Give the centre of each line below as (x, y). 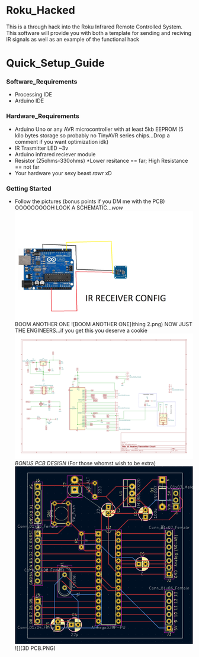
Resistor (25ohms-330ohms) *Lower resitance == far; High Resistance (101, 160)
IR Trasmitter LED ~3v (41, 148)
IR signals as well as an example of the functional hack (73, 39)
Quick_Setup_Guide (55, 63)
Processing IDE (33, 95)
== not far (27, 167)
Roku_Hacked (41, 10)
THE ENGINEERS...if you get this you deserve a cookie (81, 330)
